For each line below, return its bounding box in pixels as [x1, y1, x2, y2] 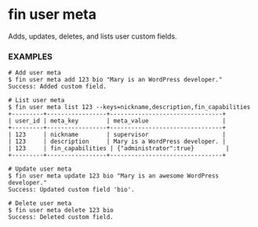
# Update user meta [8, 165, 72, 174]
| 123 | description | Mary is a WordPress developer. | [8, 137, 226, 146]
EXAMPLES [8, 51, 53, 62]
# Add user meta [8, 69, 61, 77]
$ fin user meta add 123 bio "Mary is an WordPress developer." [8, 76, 223, 84]
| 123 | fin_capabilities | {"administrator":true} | [8, 145, 230, 152]
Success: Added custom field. [8, 82, 107, 91]
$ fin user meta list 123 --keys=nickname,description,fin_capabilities [8, 104, 251, 112]
